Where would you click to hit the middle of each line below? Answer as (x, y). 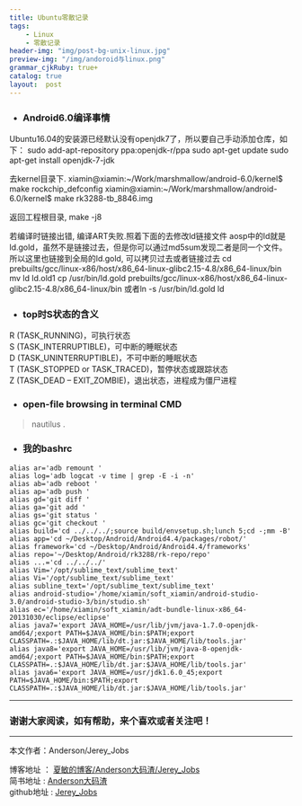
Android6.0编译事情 (66, 118)
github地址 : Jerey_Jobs (53, 793)
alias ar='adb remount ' (56, 468)
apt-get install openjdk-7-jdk (62, 160)
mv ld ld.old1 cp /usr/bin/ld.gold (68, 278)
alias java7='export (48, 625)
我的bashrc (47, 448)
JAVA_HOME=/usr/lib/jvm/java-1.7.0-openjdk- (174, 625)
